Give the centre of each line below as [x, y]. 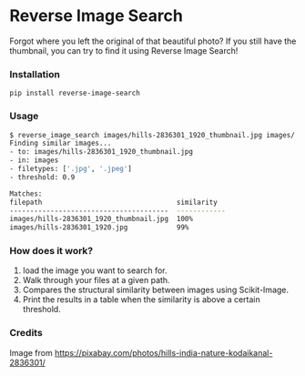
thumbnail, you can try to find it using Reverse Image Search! [124, 50]
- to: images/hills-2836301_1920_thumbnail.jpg [102, 152]
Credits [26, 333]
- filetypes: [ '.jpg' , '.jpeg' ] [71, 169]
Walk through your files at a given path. [96, 280]
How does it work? [51, 251]
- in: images [34, 160]
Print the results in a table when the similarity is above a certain [142, 300]
